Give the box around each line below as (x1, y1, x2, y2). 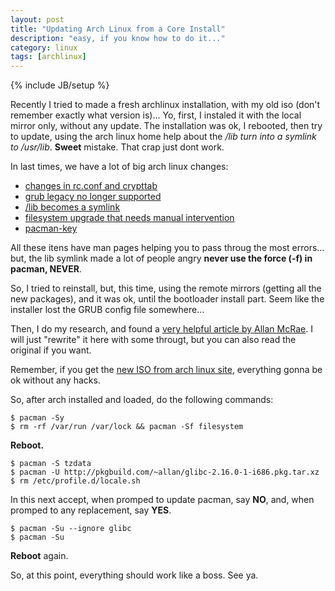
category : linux (10, 42, 78, 53)
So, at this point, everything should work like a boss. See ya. (10, 569, 259, 581)
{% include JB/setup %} (10, 79, 110, 91)
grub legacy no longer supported (24, 191, 162, 203)
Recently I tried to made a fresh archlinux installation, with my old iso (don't (10, 99, 321, 111)
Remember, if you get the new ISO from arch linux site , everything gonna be (10, 364, 323, 376)
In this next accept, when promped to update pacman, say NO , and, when (10, 494, 315, 506)
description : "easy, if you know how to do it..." (10, 33, 226, 43)
